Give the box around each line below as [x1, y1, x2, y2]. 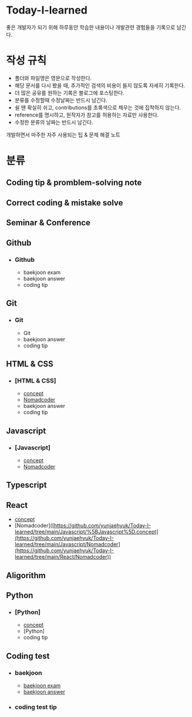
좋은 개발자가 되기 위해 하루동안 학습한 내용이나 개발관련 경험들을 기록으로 [6, 24, 176, 31]
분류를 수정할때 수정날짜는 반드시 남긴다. [14, 97, 107, 104]
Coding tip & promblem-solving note [6, 178, 142, 188]
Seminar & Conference [6, 218, 91, 228]
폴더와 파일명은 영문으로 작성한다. [14, 74, 92, 81]
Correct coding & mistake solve [6, 198, 123, 208]
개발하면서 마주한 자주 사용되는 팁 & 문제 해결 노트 [6, 131, 120, 138]
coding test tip [14, 703, 57, 711]
